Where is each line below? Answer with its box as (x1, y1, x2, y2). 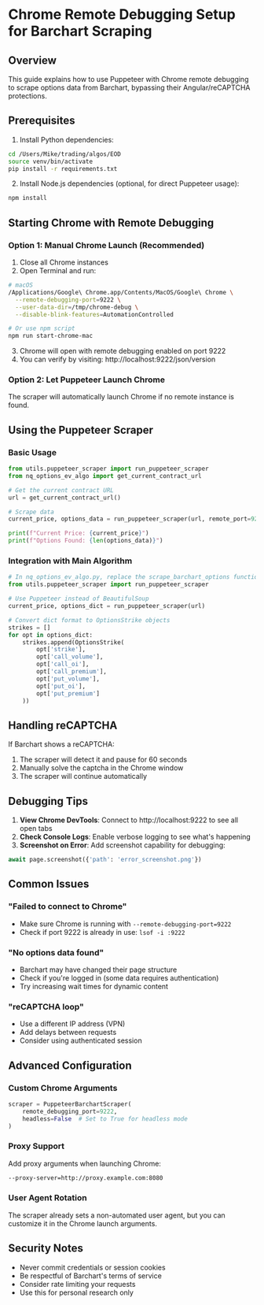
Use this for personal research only (19, 1288, 134, 1297)
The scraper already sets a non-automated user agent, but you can (8, 1210, 225, 1220)
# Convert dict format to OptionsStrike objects (8, 616, 170, 624)
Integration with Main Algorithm (8, 555, 133, 566)
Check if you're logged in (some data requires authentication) (19, 973, 219, 982)
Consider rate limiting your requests (19, 1279, 136, 1288)
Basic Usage (8, 447, 57, 458)
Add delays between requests (19, 1028, 117, 1037)
